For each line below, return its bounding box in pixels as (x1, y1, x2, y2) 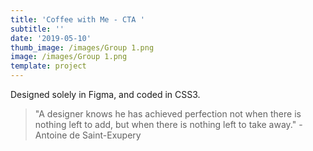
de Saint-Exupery (69, 129, 142, 141)
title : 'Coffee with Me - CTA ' (10, 14, 145, 25)
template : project (10, 61, 87, 71)
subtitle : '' (10, 24, 65, 34)
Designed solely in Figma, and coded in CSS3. (10, 89, 201, 100)
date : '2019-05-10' (10, 33, 92, 43)
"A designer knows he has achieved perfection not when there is (34, 108, 302, 120)
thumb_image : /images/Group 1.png (10, 42, 155, 53)
